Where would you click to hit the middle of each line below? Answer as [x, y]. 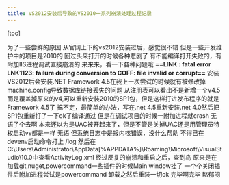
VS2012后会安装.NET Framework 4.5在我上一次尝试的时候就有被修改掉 [107, 81]
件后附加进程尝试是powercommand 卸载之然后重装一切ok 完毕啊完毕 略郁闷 [114, 174]
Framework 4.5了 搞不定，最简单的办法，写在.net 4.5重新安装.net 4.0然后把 [113, 107]
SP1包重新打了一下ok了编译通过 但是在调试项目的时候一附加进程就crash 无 [112, 115]
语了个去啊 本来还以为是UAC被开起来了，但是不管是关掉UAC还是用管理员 [110, 124]
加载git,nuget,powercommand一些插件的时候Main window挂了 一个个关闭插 [114, 166]
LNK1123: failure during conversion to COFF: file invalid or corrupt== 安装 [113, 73]
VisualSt [210, 149]
